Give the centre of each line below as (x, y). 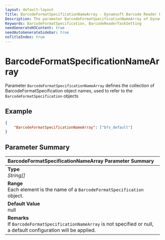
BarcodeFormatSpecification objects (42, 96)
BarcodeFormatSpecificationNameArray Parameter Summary (81, 161)
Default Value (24, 204)
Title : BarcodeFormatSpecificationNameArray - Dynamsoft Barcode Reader (81, 14)
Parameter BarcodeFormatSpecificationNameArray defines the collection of (80, 85)
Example (19, 111)
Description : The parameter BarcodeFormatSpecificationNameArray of (77, 19)
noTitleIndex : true (25, 37)
